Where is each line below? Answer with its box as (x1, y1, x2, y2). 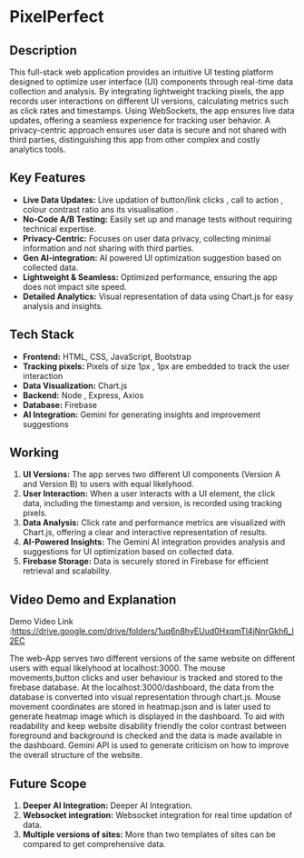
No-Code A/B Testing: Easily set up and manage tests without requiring (22, 214, 292, 224)
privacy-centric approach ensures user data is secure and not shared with (9, 125, 287, 135)
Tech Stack (9, 327, 74, 343)
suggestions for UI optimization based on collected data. (22, 546, 235, 557)
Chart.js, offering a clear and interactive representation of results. (22, 527, 268, 538)
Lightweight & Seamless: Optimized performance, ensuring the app (22, 271, 279, 283)
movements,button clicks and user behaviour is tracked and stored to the (9, 673, 283, 683)
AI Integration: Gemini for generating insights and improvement (22, 409, 261, 420)
